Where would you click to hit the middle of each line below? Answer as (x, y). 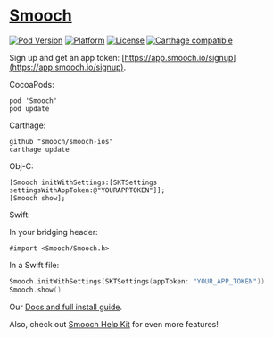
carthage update (39, 149)
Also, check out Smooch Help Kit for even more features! (114, 324)
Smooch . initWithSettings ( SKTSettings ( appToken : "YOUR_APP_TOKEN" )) (137, 281)
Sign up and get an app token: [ (67, 57)
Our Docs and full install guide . (66, 307)
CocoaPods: (32, 84)
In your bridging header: (54, 232)
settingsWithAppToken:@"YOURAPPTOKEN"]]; (87, 190)
